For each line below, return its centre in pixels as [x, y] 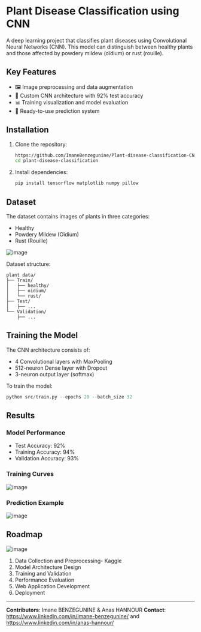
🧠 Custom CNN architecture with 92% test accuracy [79, 95]
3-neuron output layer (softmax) [54, 374]
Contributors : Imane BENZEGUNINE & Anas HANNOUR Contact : [86, 610]
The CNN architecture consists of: [48, 350]
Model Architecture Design [48, 567]
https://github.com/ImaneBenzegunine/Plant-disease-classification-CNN [106, 155]
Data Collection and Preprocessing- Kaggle [68, 561]
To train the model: [29, 386]
